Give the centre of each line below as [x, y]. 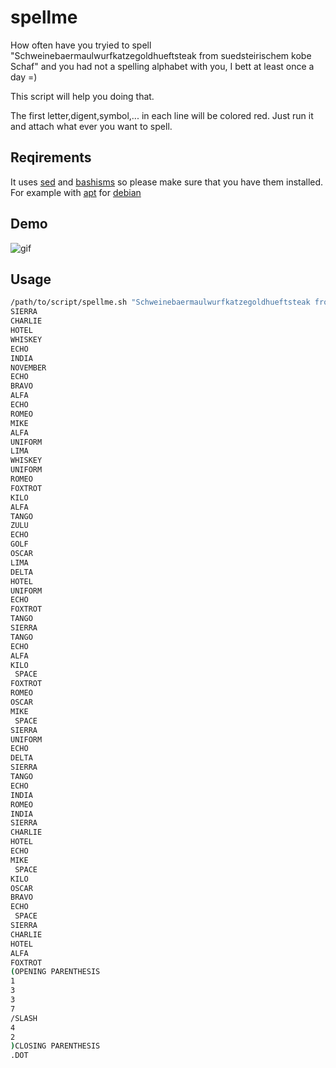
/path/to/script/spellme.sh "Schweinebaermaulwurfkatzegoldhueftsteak [160, 302]
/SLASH [24, 1018]
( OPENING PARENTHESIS [55, 972]
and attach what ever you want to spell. [91, 126]
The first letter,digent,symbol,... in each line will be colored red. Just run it [162, 115]
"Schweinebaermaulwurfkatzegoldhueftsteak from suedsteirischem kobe [161, 55]
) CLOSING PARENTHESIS [55, 1046]
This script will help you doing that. [82, 96]
